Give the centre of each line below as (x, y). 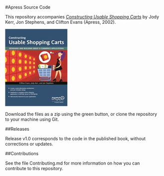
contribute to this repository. (34, 168)
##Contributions (22, 153)
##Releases (17, 129)
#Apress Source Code (28, 7)
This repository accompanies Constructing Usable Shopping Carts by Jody (82, 17)
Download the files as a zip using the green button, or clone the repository (81, 114)
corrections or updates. (29, 144)
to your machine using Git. (32, 119)
